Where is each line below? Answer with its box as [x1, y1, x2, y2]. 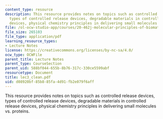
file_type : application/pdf [5, 34, 62, 39]
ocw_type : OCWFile [5, 52, 42, 57]
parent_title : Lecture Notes [5, 57, 64, 62]
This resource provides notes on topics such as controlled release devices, [5, 93, 155, 99]
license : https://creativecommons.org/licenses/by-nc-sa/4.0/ [5, 48, 133, 52]
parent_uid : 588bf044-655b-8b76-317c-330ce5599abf [5, 66, 110, 71]
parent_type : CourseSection [5, 61, 62, 66]
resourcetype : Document [5, 70, 53, 75]
